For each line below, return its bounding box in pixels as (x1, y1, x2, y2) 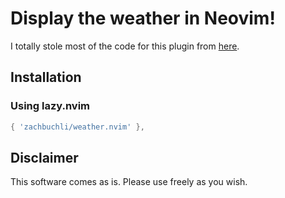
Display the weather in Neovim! (10, 7, 276, 30)
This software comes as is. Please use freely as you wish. (10, 176, 248, 188)
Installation (10, 69, 82, 86)
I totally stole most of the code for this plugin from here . (10, 40, 240, 52)
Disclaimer (10, 149, 79, 166)
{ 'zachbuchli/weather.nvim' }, (10, 122, 145, 132)
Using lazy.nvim (10, 99, 91, 113)
